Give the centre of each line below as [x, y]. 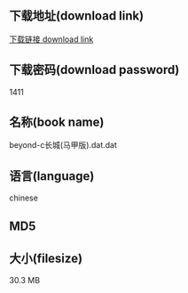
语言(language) [52, 176]
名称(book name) [57, 122]
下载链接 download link [51, 39]
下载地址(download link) [77, 16]
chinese [23, 198]
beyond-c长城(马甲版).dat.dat [63, 145]
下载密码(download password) [94, 70]
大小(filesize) [46, 259]
